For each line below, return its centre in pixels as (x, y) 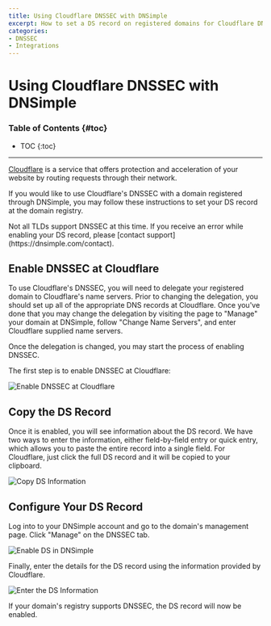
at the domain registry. (46, 210)
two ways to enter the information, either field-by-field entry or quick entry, (133, 440)
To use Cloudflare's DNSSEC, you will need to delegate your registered (126, 288)
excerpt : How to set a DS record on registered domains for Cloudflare (131, 23)
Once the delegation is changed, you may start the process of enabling (126, 347)
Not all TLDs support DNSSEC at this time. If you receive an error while (126, 226)
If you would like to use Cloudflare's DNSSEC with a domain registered (125, 193)
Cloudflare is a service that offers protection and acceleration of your (123, 169)
